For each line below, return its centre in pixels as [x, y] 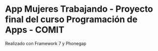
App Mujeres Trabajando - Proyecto [79, 9]
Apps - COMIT [35, 30]
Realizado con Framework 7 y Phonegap [46, 43]
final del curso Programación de [71, 19]
